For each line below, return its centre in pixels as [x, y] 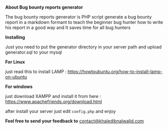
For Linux [15, 62]
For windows [19, 86]
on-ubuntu [16, 77]
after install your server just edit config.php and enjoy [61, 111]
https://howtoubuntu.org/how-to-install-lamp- [115, 71]
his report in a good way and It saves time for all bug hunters [68, 27]
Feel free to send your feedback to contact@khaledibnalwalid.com [75, 121]
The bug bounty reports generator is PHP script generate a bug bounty [78, 17]
